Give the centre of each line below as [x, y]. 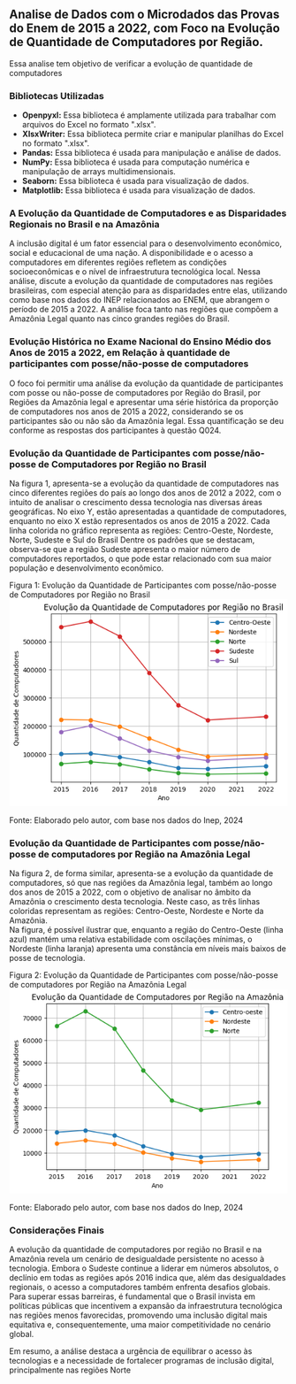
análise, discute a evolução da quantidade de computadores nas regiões [141, 281]
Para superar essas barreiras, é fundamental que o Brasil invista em [133, 1296]
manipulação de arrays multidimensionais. [99, 172]
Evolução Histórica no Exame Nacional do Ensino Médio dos [140, 342]
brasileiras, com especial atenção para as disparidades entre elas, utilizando [148, 290]
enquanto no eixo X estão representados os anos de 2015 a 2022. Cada [140, 521]
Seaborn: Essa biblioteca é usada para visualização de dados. [135, 181]
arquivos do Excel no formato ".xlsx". [89, 125]
